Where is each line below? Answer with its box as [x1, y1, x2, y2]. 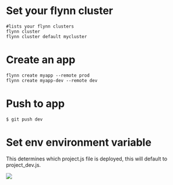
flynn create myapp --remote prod [6, 72, 90, 78]
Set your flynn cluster [6, 4, 114, 18]
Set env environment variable [6, 136, 151, 149]
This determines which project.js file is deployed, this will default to [6, 155, 168, 162]
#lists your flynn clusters [6, 23, 75, 29]
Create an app [6, 53, 76, 67]
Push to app [6, 97, 65, 111]
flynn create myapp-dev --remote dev [6, 77, 98, 83]
